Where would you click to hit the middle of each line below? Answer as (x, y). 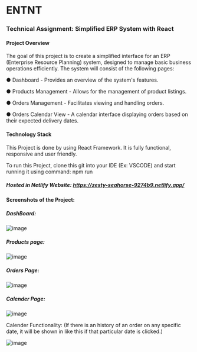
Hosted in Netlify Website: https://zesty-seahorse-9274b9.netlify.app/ (95, 185)
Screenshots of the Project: (40, 200)
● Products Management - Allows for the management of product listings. (96, 92)
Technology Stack (29, 134)
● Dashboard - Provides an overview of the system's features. (82, 80)
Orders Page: (23, 270)
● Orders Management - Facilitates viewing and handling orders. (85, 103)
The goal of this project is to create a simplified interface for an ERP (88, 56)
